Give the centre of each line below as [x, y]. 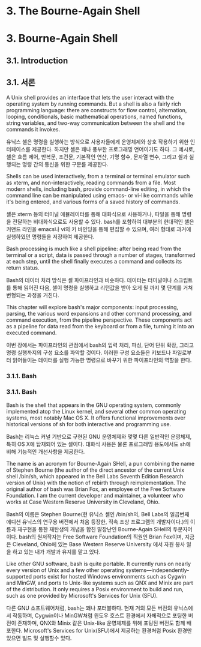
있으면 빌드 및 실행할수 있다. [39, 638]
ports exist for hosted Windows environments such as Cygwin [109, 576]
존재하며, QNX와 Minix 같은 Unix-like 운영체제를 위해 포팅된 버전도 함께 [101, 623]
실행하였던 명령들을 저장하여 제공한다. [50, 236]
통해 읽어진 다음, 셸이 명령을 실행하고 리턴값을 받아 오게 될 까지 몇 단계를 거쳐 [103, 287]
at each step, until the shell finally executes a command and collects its [94, 261]
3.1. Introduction [37, 60]
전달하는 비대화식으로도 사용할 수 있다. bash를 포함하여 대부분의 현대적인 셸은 [103, 221]
